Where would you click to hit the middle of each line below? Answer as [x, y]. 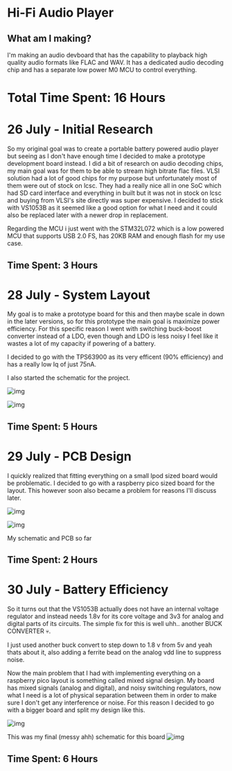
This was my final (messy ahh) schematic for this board [86, 737]
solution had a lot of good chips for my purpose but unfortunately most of [112, 178]
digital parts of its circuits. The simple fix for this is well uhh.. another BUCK [115, 624]
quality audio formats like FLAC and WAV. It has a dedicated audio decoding [115, 62]
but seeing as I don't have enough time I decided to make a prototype [106, 156]
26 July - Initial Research [80, 129]
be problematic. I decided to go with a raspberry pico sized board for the [111, 483]
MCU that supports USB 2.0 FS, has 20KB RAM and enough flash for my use [116, 236]
